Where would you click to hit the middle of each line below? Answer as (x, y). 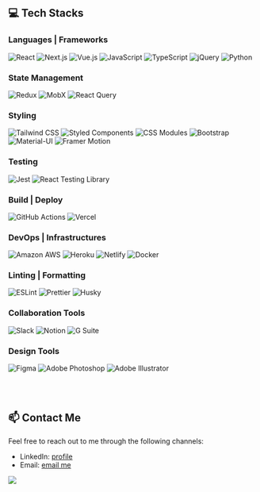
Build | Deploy (36, 199)
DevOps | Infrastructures (57, 237)
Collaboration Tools (47, 313)
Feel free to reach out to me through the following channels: (106, 441)
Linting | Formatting (47, 275)
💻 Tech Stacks (46, 13)
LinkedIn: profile (46, 456)
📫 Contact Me (45, 418)
